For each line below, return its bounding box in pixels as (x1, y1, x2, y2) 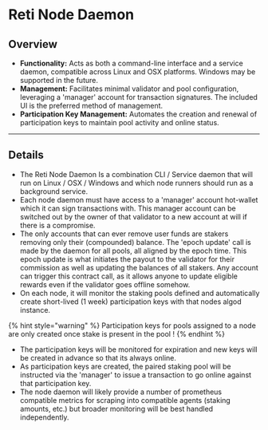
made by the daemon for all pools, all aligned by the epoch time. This (19, 246, 247, 255)
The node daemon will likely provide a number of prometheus (19, 387, 223, 396)
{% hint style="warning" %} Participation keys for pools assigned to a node (8, 321, 257, 330)
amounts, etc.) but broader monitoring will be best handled (19, 404, 214, 413)
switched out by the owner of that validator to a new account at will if (19, 211, 247, 221)
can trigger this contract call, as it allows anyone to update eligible (19, 271, 238, 281)
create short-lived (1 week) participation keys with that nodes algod (19, 297, 242, 306)
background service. (19, 186, 89, 196)
